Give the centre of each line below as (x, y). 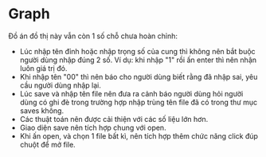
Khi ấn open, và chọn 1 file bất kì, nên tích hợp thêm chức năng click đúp (139, 135)
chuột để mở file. (47, 144)
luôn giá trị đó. (43, 68)
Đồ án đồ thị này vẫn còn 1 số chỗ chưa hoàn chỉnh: (93, 36)
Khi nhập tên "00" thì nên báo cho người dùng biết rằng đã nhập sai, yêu (139, 77)
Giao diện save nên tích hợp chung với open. (93, 128)
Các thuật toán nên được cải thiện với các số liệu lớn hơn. (114, 119)
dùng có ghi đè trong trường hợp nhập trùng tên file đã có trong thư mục (139, 102)
